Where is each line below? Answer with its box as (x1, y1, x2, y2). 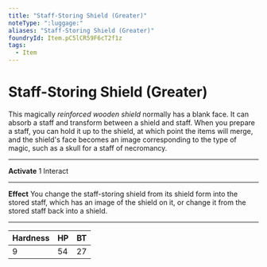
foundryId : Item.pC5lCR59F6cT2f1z (8, 33, 123, 42)
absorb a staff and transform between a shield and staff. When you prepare (8, 117, 256, 128)
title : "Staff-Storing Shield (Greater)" (8, 11, 148, 20)
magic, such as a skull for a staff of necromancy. (8, 143, 168, 152)
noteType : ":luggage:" (8, 19, 83, 27)
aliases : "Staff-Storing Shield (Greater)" (8, 26, 155, 34)
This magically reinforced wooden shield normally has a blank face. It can (8, 109, 249, 119)
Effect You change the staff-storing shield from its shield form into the (8, 189, 238, 198)
